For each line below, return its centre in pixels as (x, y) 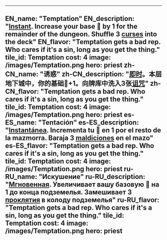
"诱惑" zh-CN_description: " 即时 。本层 (101, 74)
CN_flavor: (22, 91)
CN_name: (22, 74)
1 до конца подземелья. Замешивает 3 (69, 192)
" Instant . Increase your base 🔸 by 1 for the (71, 27)
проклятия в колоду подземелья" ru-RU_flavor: (83, 200)
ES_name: (21, 123)
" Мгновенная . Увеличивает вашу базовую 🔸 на (82, 185)
